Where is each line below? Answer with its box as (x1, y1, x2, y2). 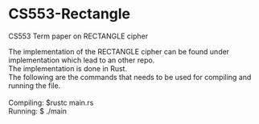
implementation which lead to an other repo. (8, 55, 155, 65)
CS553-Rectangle (8, 5, 131, 23)
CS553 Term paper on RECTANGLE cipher (8, 31, 149, 41)
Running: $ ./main (8, 106, 67, 116)
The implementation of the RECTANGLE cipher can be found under (8, 46, 230, 56)
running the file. (8, 81, 61, 90)
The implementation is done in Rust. (8, 63, 127, 73)
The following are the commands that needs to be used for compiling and (8, 72, 252, 82)
